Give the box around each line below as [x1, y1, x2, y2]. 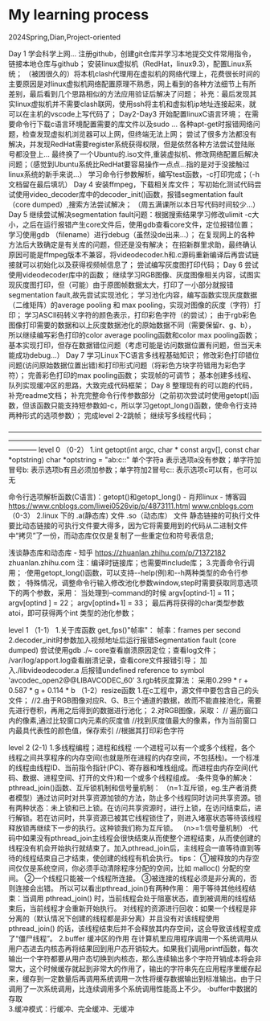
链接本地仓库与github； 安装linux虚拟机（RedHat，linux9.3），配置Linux [8, 59, 246, 68]
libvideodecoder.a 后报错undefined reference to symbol [19, 665, 205, 675]
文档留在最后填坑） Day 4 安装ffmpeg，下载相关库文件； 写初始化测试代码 [8, 179, 255, 189]
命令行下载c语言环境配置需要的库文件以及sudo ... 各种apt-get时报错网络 [14, 119, 254, 129]
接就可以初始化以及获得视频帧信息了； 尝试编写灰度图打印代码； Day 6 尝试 [8, 260, 260, 269]
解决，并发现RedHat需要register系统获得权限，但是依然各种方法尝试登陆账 [8, 139, 256, 149]
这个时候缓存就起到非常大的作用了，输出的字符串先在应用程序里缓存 [29, 963, 255, 974]
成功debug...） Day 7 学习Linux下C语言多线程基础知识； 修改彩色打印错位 [14, 350, 260, 359]
